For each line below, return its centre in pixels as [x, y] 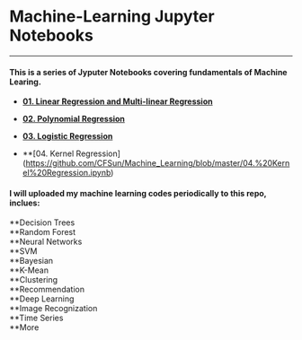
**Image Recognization [53, 309]
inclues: [25, 203]
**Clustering [34, 280]
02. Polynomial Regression [74, 119]
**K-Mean [29, 270]
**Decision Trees [42, 222]
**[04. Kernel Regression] [71, 153]
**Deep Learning [42, 299]
